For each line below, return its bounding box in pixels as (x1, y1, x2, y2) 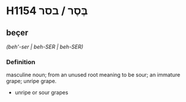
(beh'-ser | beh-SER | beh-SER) (6, 43, 84, 50)
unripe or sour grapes (14, 89, 68, 96)
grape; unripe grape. (6, 78, 57, 85)
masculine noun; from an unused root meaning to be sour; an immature (6, 71, 181, 78)
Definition (6, 58, 36, 66)
